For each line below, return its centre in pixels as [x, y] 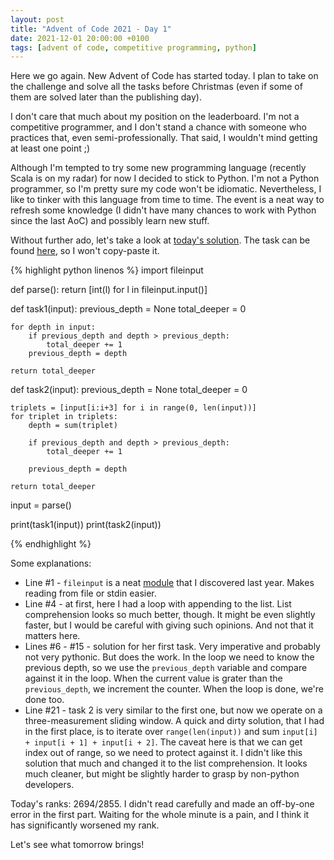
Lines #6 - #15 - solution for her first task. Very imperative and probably [172, 647]
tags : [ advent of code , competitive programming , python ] [133, 47]
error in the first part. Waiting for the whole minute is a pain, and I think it [160, 815]
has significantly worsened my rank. [85, 825]
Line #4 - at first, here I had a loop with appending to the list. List [158, 604]
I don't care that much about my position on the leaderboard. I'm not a [155, 117]
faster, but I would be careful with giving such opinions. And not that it [169, 625]
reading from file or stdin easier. [90, 593]
